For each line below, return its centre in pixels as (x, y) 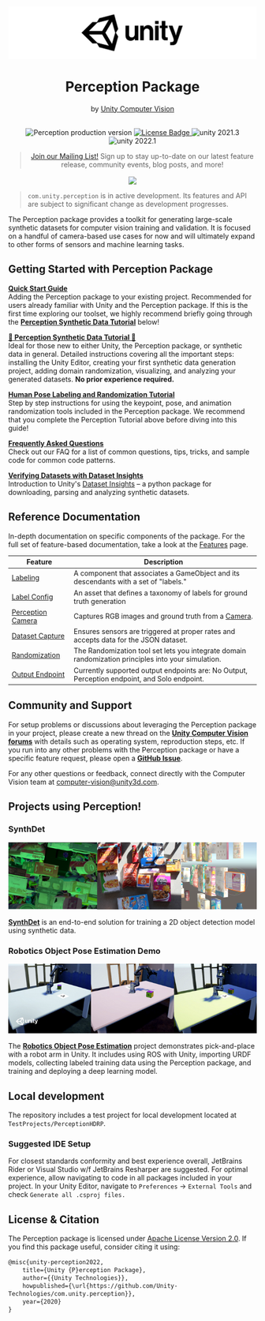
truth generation (100, 601)
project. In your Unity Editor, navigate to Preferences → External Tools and (130, 1186)
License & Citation (54, 1220)
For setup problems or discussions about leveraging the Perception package (132, 724)
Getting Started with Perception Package (111, 270)
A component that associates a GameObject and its (157, 573)
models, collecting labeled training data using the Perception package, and (130, 1063)
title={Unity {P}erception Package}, (84, 1270)
